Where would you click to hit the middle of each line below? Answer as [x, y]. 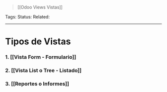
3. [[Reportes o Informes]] [37, 84]
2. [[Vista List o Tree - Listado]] [43, 71]
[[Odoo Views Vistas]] [40, 7]
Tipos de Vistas [38, 42]
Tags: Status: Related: [27, 17]
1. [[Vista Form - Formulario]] [41, 57]
